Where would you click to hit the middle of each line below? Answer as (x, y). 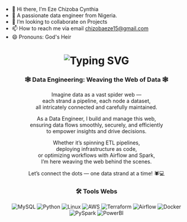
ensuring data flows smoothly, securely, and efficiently (96, 125)
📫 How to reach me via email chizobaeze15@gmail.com (80, 28)
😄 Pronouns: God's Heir (41, 37)
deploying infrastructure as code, (96, 149)
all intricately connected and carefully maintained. (96, 107)
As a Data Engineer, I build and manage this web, (96, 119)
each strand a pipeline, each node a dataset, (96, 101)
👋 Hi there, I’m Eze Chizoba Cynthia (55, 9)
